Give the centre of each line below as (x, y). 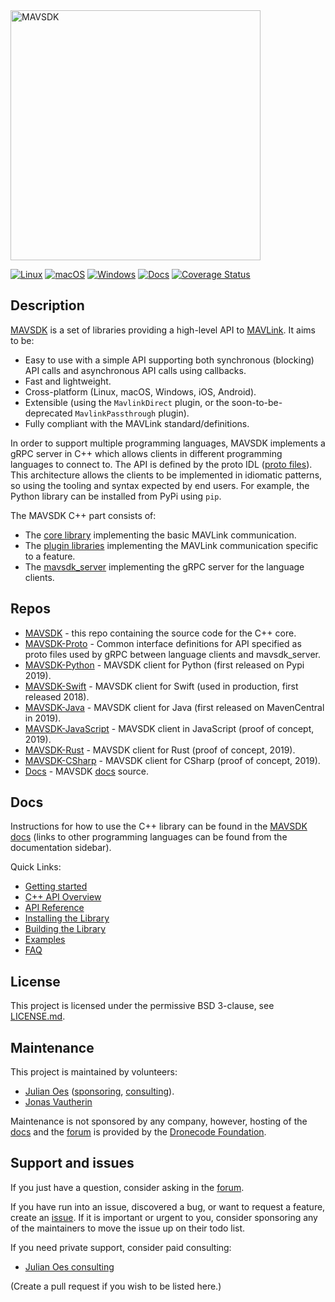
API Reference (54, 908)
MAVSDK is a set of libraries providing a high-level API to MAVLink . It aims (163, 330)
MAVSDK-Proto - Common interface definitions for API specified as (163, 643)
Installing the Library (67, 918)
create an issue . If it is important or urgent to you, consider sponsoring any (164, 1217)
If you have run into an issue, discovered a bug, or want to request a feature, (168, 1206)
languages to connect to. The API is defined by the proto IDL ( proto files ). (161, 464)
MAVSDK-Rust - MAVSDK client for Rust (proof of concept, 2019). (160, 750)
